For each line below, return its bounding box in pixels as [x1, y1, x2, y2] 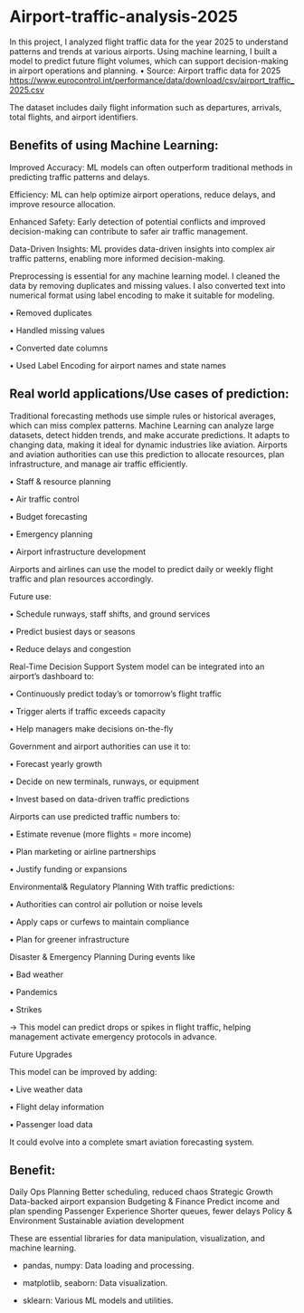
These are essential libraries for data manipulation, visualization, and [9, 1233, 265, 1244]
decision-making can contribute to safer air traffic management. [9, 225, 249, 236]
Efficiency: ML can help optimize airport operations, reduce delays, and [9, 188, 276, 200]
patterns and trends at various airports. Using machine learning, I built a [9, 45, 278, 56]
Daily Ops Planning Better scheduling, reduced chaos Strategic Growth [9, 1186, 273, 1197]
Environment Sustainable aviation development [9, 1215, 185, 1226]
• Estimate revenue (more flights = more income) [9, 829, 192, 839]
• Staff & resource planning [9, 475, 111, 486]
